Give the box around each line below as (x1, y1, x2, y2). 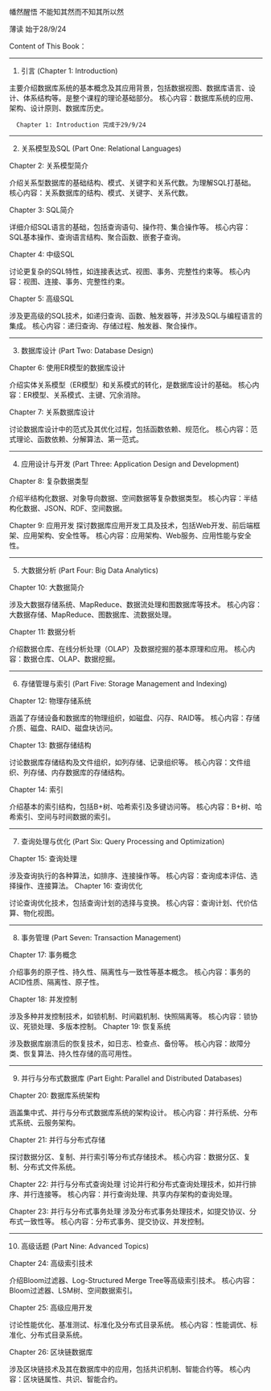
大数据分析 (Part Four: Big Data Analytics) (20, 565, 159, 575)
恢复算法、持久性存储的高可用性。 (23, 1049, 136, 1058)
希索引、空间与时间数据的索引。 (9, 812, 115, 821)
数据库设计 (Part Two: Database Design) (20, 346, 154, 355)
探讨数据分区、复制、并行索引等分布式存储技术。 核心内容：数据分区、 (9, 1152, 244, 1161)
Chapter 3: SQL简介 (9, 205, 75, 214)
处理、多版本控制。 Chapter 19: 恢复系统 (36, 1022, 171, 1031)
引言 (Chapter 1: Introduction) (20, 66, 118, 75)
